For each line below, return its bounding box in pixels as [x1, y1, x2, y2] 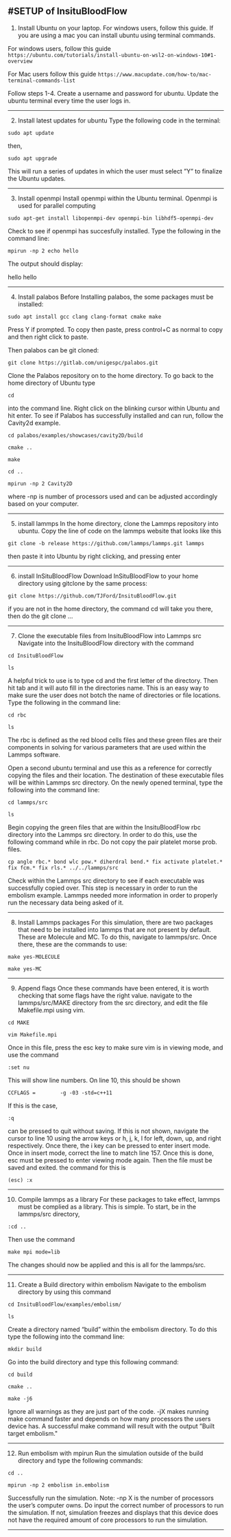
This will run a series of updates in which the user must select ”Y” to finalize [8, 167, 223, 175]
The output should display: [8, 259, 84, 268]
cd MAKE [8, 1019, 30, 1026]
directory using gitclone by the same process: [17, 579, 148, 587]
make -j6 [8, 1395, 33, 1402]
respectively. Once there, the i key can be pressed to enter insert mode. [8, 1141, 211, 1149]
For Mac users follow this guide [8, 70, 97, 78]
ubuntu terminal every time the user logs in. [8, 96, 131, 105]
